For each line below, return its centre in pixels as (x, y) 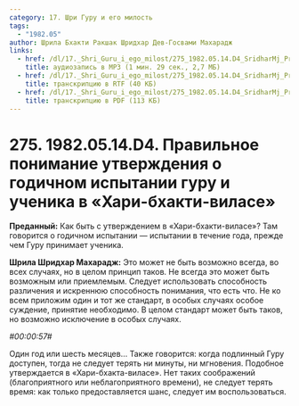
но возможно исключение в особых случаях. (95, 319)
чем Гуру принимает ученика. (67, 245)
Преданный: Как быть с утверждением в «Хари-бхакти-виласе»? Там (144, 226)
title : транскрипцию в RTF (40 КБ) (91, 84)
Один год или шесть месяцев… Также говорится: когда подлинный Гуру (147, 354)
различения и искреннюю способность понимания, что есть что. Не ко (145, 291)
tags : (19, 26)
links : (21, 51)
